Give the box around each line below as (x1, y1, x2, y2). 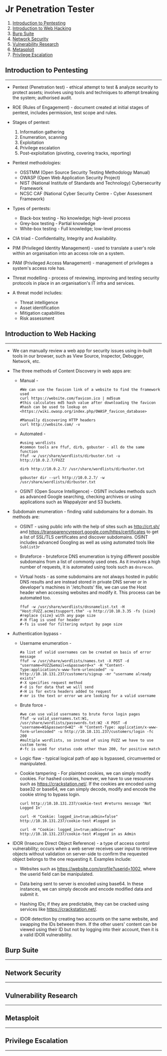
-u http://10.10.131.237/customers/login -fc (58, 729, 154, 734)
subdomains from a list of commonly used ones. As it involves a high (19, 559, 161, 565)
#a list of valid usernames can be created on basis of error (19, 650, 152, 655)
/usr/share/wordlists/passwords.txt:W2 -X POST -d (19, 720, 127, 725)
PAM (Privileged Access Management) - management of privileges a (12, 260, 153, 266)
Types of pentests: (12, 205, 51, 211)
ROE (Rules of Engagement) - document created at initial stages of (12, 104, 149, 110)
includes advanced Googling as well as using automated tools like (19, 539, 155, 545)
